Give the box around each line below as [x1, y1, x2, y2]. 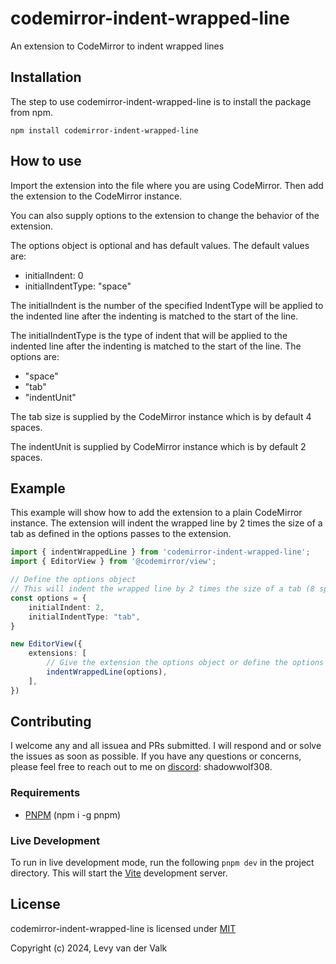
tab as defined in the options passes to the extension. [10, 528, 232, 540]
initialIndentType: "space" [24, 280, 132, 292]
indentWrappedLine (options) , [46, 667, 168, 677]
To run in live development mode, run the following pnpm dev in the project [10, 857, 315, 869]
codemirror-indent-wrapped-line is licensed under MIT [10, 922, 237, 934]
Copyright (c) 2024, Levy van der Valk [10, 942, 168, 954]
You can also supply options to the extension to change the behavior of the [10, 209, 320, 221]
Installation [10, 69, 82, 86]
